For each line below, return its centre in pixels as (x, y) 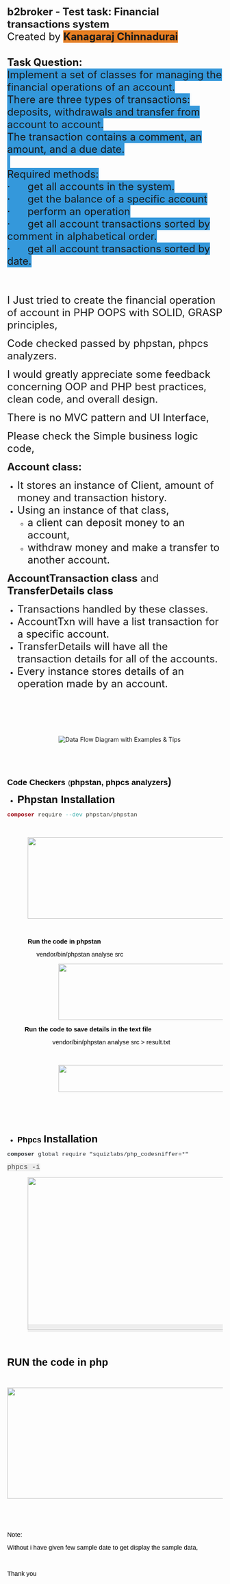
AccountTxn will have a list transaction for (118, 622)
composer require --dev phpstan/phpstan (72, 815)
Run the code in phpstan (64, 941)
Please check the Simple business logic (103, 436)
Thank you (22, 1573)
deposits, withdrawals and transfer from (104, 112)
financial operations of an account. (91, 87)
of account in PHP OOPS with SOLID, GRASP (115, 312)
